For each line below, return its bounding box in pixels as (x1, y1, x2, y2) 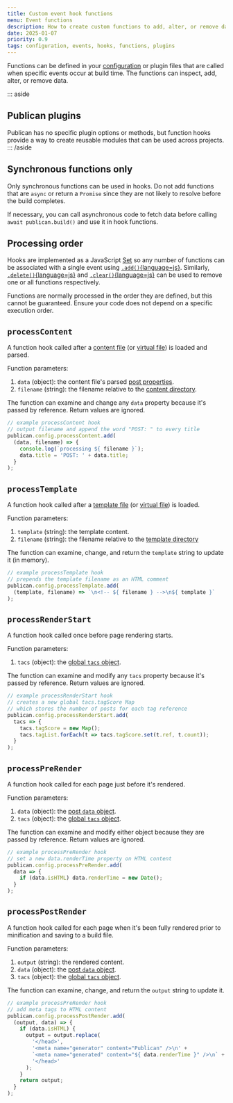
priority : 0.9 (7, 36, 49, 43)
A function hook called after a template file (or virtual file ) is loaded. (7, 501, 200, 509)
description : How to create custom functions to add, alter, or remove (7, 23, 218, 30)
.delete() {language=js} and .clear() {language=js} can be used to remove (7, 271, 223, 279)
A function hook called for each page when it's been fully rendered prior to (7, 923, 221, 932)
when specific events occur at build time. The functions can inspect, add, (7, 69, 217, 77)
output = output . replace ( (25, 1032, 101, 1039)
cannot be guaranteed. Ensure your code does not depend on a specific (7, 299, 213, 307)
